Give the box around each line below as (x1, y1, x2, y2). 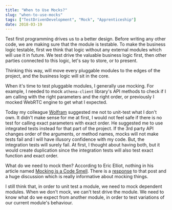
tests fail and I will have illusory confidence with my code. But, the (5, 136, 145, 142)
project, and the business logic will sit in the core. (5, 73, 110, 79)
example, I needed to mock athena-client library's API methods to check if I (5, 88, 166, 95)
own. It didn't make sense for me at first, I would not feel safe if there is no (5, 115, 162, 121)
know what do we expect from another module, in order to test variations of (5, 194, 165, 200)
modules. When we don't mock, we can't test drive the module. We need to (5, 189, 164, 195)
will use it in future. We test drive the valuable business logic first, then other (5, 52, 167, 58)
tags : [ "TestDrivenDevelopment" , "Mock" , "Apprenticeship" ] (5, 17, 137, 22)
